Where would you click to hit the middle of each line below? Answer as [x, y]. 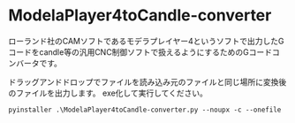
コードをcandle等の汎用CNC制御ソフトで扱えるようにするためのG [129, 52]
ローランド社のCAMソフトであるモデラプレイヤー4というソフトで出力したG [146, 41]
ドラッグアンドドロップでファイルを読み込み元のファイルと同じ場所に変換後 [147, 81]
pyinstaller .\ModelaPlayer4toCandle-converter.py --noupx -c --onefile [145, 110]
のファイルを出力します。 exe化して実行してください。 [108, 93]
